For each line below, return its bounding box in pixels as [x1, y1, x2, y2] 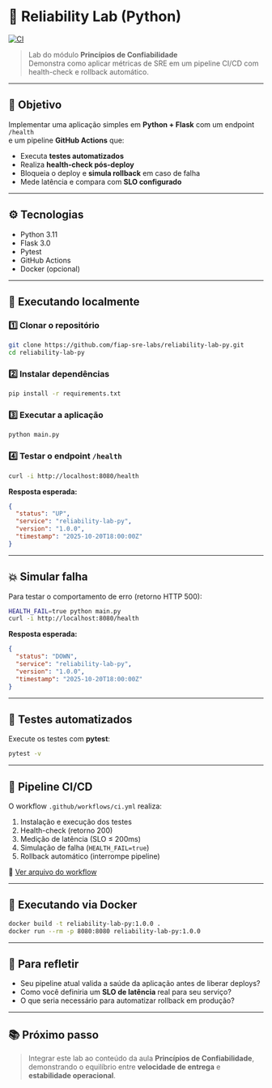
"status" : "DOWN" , [15, 652, 79, 661]
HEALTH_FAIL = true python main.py [8, 607, 121, 615]
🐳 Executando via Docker [8, 898, 138, 912]
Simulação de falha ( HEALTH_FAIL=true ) [19, 843, 150, 853]
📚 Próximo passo [8, 1028, 100, 1042]
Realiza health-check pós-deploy [19, 160, 135, 169]
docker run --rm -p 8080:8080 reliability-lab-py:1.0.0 [8, 927, 201, 935]
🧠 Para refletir [8, 958, 79, 971]
